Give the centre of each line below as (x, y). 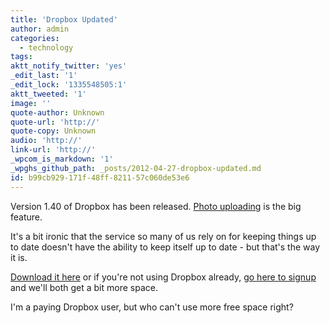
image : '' (31, 103)
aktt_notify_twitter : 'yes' (69, 66)
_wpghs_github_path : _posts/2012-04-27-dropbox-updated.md (136, 168)
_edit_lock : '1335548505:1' (69, 85)
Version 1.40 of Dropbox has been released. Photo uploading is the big (156, 206)
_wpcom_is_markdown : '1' (62, 159)
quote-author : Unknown (57, 112)
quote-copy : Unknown (53, 131)
